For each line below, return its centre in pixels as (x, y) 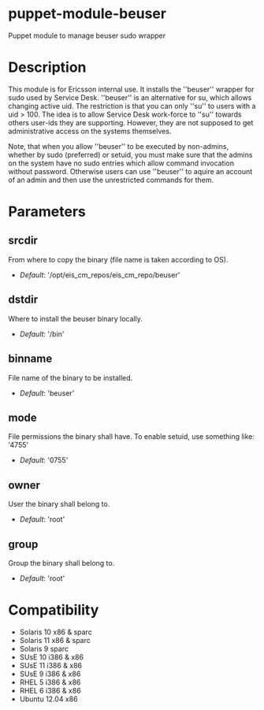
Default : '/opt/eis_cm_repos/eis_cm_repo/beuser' (100, 275)
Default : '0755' (44, 460)
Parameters (47, 212)
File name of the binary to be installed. (71, 377)
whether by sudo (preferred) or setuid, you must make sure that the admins (130, 154)
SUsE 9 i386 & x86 (50, 674)
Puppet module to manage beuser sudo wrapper (87, 35)
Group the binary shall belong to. (61, 563)
